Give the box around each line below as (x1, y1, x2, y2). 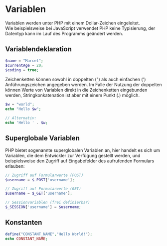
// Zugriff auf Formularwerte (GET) (5, 186, 81, 191)
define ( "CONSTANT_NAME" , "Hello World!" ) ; (5, 232, 93, 237)
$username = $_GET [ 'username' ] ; (5, 191, 72, 196)
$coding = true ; (5, 67, 39, 73)
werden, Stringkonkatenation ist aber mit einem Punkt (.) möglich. (5, 92, 140, 98)
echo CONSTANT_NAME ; (5, 236, 48, 241)
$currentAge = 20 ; (5, 63, 43, 68)
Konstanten (5, 218, 42, 227)
